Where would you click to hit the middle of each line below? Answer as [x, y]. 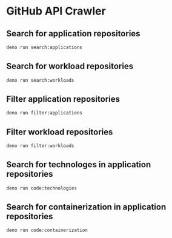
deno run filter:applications [45, 113]
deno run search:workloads [40, 80]
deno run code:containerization [47, 230]
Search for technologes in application [79, 165]
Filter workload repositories [60, 132]
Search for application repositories [73, 34]
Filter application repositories [63, 99]
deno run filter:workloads [40, 146]
